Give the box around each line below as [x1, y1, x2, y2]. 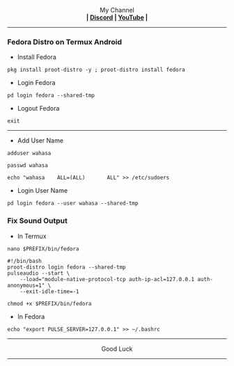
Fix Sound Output [7, 216, 68, 225]
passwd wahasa [7, 162, 49, 169]
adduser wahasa [7, 150, 52, 157]
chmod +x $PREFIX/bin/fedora [7, 300, 92, 307]
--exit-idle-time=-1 [19, 288, 79, 295]
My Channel [100, 6, 134, 14]
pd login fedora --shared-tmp [7, 92, 95, 100]
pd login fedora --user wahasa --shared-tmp [7, 200, 139, 207]
